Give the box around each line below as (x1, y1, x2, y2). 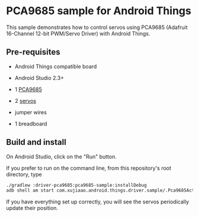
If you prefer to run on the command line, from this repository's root (6, 164, 172, 171)
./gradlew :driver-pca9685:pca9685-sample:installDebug (6, 182, 147, 188)
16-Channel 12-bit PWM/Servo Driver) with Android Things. (6, 30, 150, 37)
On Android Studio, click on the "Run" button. (6, 153, 117, 160)
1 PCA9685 (14, 86, 43, 93)
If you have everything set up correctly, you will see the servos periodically (6, 198, 190, 205)
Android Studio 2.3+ (14, 74, 64, 81)
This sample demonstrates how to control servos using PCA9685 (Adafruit (6, 24, 188, 31)
